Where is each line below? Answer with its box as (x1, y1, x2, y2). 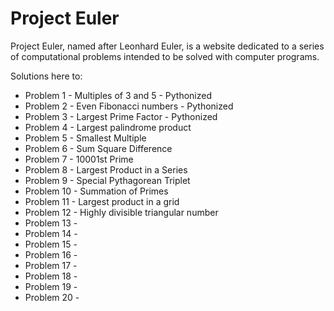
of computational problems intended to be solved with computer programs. (10, 50, 320, 62)
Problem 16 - (24, 248, 78, 261)
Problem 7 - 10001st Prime (24, 153, 134, 165)
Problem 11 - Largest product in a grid (24, 195, 180, 207)
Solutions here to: (10, 70, 83, 82)
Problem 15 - (24, 238, 78, 250)
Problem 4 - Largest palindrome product (24, 121, 192, 133)
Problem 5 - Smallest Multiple (24, 132, 147, 144)
